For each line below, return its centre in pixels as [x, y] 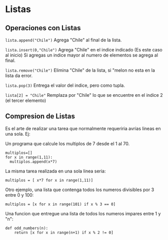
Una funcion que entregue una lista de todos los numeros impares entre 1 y [83, 213]
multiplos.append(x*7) [33, 162]
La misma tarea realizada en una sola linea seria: [56, 171]
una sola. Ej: [18, 134]
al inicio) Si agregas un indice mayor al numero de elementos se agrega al [82, 55]
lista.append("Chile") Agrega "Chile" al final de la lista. [64, 40]
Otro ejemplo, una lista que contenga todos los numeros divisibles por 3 [80, 190]
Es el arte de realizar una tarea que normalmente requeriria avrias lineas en [83, 128]
